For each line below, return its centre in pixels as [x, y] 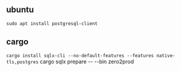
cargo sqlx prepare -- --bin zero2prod [87, 61]
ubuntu [20, 10]
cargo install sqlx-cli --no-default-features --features [80, 55]
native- [166, 55]
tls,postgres [22, 62]
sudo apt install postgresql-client [52, 23]
